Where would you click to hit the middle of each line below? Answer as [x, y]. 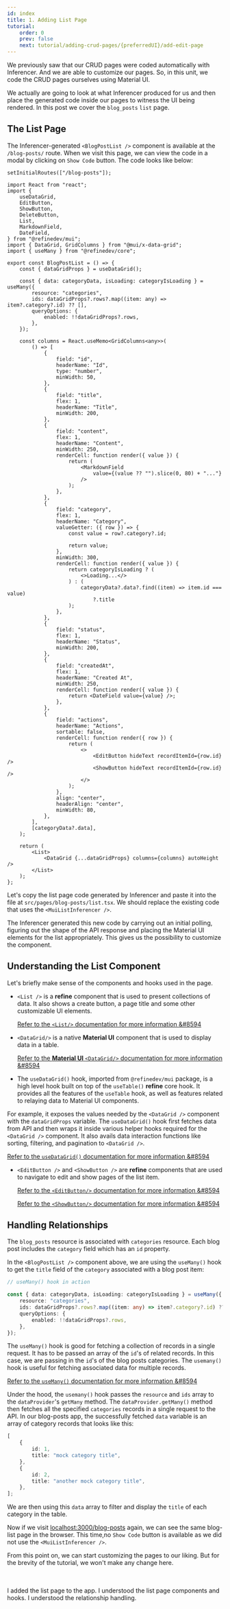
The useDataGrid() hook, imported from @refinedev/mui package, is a [115, 1079]
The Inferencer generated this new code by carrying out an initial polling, [110, 923]
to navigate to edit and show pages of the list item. [88, 1177]
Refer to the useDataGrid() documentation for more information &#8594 [108, 1156]
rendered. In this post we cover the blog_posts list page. [88, 108]
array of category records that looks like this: [71, 1424]
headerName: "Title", [87, 407]
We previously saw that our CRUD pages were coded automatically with [108, 65]
